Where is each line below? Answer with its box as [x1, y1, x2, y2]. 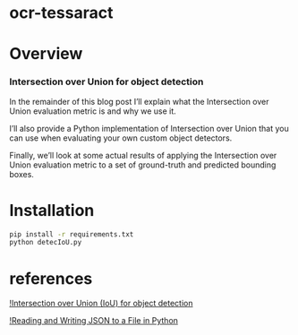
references [9, 268, 93, 288]
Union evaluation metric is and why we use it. [9, 106, 176, 116]
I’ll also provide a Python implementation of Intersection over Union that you [9, 123, 289, 133]
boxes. [9, 168, 34, 179]
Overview [9, 44, 83, 64]
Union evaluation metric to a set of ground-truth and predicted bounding [9, 159, 277, 170]
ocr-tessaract [9, 3, 114, 23]
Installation [9, 200, 95, 220]
